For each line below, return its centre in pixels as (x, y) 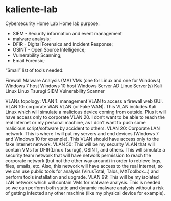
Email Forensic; (29, 60)
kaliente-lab (31, 9)
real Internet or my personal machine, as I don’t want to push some (76, 122)
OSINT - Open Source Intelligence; (49, 49)
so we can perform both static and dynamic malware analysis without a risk (85, 188)
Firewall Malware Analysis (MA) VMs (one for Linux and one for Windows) (83, 80)
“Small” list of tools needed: (34, 70)
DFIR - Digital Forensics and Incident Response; (63, 44)
